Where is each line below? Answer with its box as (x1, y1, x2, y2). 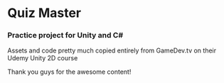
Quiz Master (7, 5, 82, 21)
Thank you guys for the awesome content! (7, 67, 132, 76)
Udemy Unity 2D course (7, 54, 78, 62)
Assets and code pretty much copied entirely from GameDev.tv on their (7, 46, 217, 55)
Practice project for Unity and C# (7, 31, 124, 40)
